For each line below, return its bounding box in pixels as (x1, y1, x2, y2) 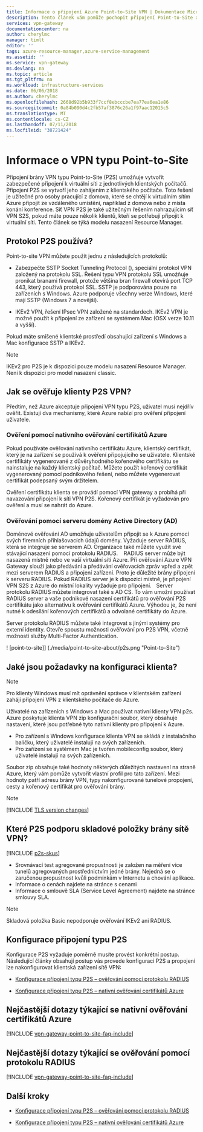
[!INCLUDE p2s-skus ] (6, 849, 60, 857)
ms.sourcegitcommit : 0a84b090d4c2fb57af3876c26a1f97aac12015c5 (6, 104, 169, 111)
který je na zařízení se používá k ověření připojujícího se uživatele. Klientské (6, 451, 196, 458)
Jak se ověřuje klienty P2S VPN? (6, 386, 132, 397)
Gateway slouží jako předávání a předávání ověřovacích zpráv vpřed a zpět (6, 562, 193, 570)
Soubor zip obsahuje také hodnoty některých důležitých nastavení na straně (6, 763, 196, 770)
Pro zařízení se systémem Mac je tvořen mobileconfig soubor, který (14, 745, 184, 752)
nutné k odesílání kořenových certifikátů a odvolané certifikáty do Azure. (6, 608, 187, 615)
